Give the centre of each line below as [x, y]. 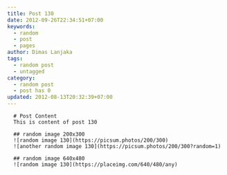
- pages [25, 46]
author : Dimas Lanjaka [40, 53]
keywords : [21, 26]
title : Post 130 [30, 13]
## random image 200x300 [49, 134]
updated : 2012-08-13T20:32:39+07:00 [60, 98]
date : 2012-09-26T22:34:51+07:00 [55, 20]
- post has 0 [32, 91]
